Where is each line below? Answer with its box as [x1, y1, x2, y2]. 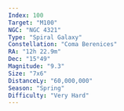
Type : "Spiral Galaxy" [8, 33, 82, 41]
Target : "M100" [8, 19, 58, 27]
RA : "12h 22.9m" [8, 48, 61, 55]
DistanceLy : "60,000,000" [8, 77, 93, 84]
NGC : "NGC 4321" [8, 26, 61, 34]
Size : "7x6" [8, 70, 47, 77]
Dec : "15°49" [8, 55, 51, 63]
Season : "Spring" [8, 84, 65, 92]
